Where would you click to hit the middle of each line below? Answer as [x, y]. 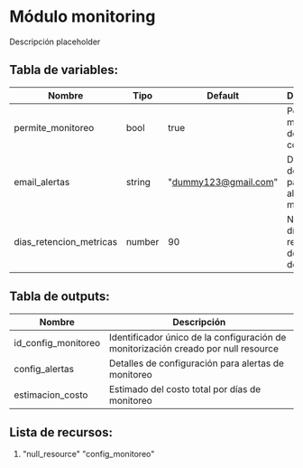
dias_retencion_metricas [66, 241]
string [138, 182]
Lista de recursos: [61, 432]
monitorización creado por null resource [194, 348]
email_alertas [42, 182]
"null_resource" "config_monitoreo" [88, 454]
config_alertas [44, 369]
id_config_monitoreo [57, 342]
